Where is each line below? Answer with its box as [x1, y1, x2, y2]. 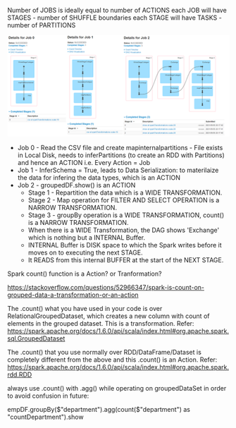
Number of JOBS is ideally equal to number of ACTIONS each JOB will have [7, 6, 227, 14]
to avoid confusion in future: [7, 391, 89, 401]
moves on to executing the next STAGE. [27, 248, 143, 257]
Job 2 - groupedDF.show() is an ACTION [17, 181, 136, 190]
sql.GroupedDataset [7, 334, 66, 343]
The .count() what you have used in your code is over [7, 305, 163, 313]
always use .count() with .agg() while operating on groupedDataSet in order [7, 384, 227, 393]
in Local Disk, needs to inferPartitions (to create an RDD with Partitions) [17, 151, 225, 159]
